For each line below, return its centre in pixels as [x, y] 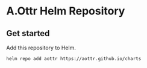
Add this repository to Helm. [41, 48]
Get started [28, 33]
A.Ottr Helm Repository [66, 11]
